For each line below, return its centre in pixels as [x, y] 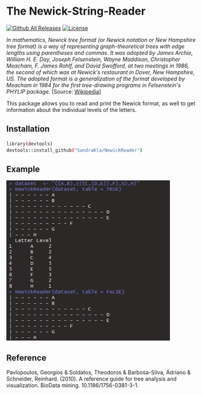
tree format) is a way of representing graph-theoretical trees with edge [96, 46]
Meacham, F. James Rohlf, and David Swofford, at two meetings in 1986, [98, 66]
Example [23, 169]
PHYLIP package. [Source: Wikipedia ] [54, 91]
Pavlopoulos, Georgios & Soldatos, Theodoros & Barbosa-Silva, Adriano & [99, 372]
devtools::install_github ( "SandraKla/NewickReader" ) [75, 150]
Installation [28, 129]
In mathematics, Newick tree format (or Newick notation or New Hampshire [101, 40]
